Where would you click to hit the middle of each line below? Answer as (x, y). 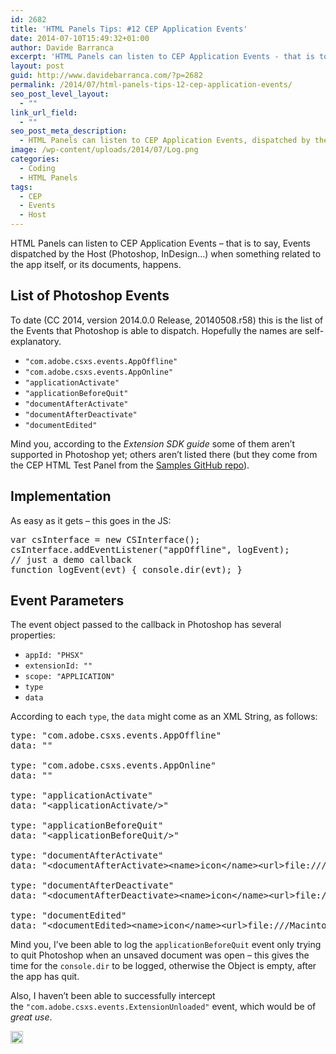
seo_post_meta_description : (69, 131)
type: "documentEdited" (68, 915)
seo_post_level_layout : (60, 94)
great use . (31, 1017)
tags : (21, 187)
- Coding (37, 168)
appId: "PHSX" (54, 656)
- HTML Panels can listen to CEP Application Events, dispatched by (165, 141)
